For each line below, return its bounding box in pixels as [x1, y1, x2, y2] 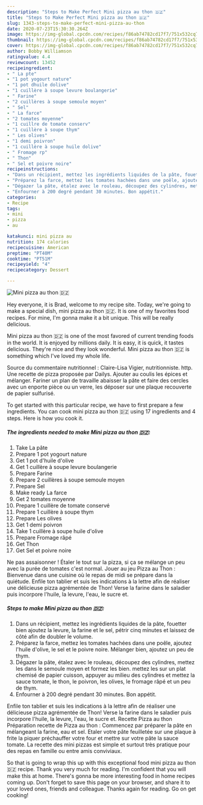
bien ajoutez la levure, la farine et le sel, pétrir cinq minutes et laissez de [15, 626, 195, 633]
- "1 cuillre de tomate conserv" [7, 121, 91, 128]
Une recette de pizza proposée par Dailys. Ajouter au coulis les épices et [7, 370, 188, 378]
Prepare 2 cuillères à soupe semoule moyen [15, 476, 125, 483]
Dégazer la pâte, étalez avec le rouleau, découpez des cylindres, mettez [15, 658, 195, 665]
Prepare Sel [15, 482, 45, 490]
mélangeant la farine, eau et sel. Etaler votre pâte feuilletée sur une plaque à [7, 728, 196, 735]
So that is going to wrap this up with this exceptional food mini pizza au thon [7, 759, 196, 766]
